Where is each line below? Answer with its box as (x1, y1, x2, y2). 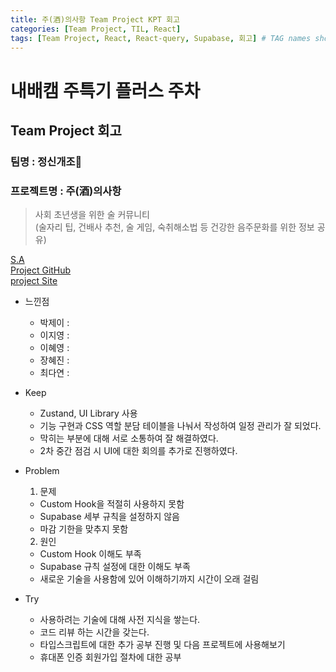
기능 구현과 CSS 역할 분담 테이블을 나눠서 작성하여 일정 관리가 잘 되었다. (39, 420, 322, 432)
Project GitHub (10, 264, 72, 276)
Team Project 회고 (10, 122, 122, 139)
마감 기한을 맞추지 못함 (39, 523, 129, 535)
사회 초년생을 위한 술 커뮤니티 (34, 209, 150, 221)
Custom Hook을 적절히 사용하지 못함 (39, 498, 185, 510)
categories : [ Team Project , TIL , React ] (10, 24, 182, 34)
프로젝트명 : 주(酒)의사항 (10, 184, 122, 198)
